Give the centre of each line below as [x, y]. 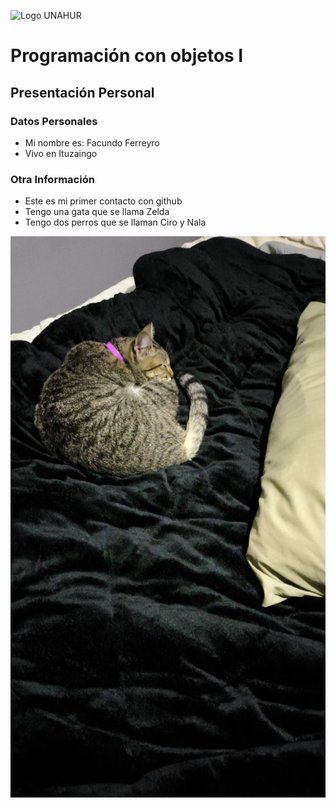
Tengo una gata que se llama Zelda [97, 212]
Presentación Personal [82, 92]
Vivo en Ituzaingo [61, 153]
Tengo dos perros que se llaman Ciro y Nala [115, 222]
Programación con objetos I [127, 56]
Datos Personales [54, 121]
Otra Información [52, 179]
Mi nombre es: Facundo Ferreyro [92, 142]
